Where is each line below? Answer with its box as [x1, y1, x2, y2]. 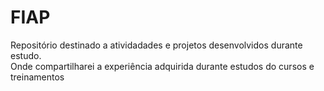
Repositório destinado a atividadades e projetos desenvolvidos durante [10, 39, 303, 51]
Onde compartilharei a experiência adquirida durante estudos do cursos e [10, 60, 315, 72]
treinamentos [10, 71, 65, 83]
